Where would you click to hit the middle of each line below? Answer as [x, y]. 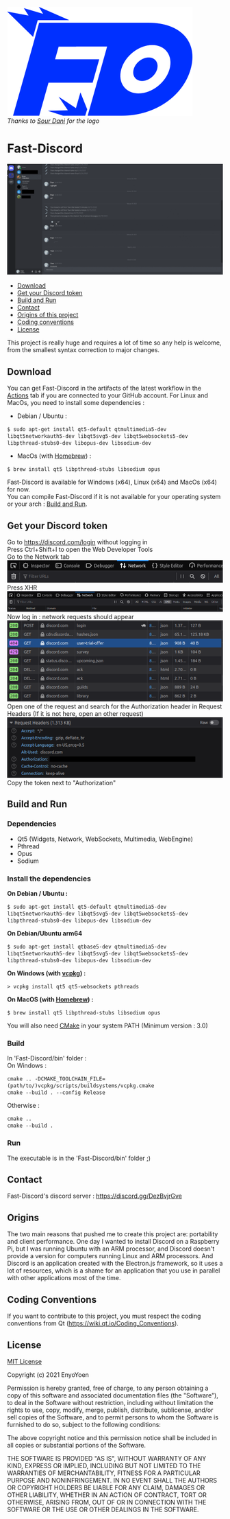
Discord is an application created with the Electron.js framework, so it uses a [115, 1264]
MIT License [25, 1361]
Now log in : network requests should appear [71, 616]
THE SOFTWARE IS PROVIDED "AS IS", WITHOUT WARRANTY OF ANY [107, 1458]
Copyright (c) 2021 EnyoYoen [48, 1375]
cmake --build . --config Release [56, 1093]
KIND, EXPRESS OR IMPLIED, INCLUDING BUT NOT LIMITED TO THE [104, 1465]
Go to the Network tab [38, 557]
